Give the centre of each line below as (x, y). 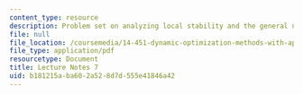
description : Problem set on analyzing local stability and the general (149, 26)
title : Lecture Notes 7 (54, 68)
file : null (30, 34)
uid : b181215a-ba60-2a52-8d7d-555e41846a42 (92, 76)
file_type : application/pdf (62, 51)
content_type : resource (54, 17)
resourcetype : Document (54, 59)
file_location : (38, 43)
